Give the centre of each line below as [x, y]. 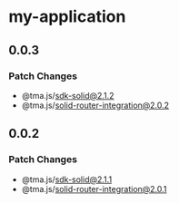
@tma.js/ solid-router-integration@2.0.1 [94, 188]
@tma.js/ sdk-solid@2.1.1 [67, 179]
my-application [67, 17]
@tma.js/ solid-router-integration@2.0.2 [95, 105]
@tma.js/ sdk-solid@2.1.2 [68, 95]
